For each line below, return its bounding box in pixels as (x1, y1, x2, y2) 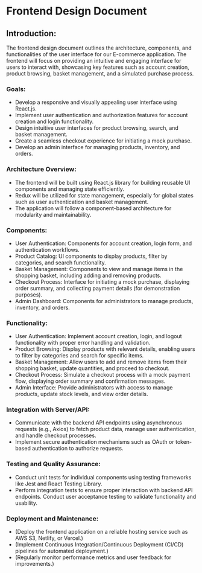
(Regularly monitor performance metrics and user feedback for (14, 554, 172, 561)
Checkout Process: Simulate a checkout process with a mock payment (14, 371, 191, 379)
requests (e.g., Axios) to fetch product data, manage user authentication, (14, 426, 197, 433)
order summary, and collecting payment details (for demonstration (14, 284, 180, 292)
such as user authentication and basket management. (14, 198, 149, 205)
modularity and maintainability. (14, 211, 92, 218)
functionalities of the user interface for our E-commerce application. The (6, 51, 187, 58)
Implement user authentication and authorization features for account (14, 112, 188, 119)
